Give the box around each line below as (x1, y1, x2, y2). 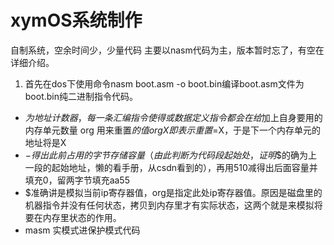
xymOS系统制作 (10, 9, 143, 32)
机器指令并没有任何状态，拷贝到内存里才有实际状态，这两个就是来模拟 (24, 199, 315, 211)
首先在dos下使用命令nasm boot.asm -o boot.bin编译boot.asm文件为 (24, 77, 305, 90)
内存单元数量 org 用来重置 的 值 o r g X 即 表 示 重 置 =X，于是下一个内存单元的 (24, 124, 322, 136)
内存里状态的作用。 (42, 211, 122, 223)
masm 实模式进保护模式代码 (24, 224, 141, 236)
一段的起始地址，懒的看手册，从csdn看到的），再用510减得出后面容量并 (24, 161, 318, 173)
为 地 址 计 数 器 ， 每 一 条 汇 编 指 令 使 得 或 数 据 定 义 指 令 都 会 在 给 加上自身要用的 (24, 111, 323, 123)
